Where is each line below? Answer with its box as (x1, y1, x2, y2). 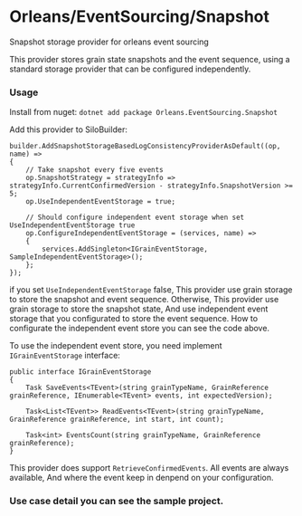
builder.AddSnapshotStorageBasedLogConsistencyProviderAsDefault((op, (9, 142, 281, 151)
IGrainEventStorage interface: (9, 350, 120, 361)
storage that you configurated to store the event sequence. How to (9, 313, 259, 324)
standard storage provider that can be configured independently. (9, 63, 251, 74)
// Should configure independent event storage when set (25, 213, 245, 223)
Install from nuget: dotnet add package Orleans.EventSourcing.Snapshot (9, 107, 278, 118)
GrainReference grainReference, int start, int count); (9, 415, 224, 425)
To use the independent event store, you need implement (9, 340, 223, 351)
